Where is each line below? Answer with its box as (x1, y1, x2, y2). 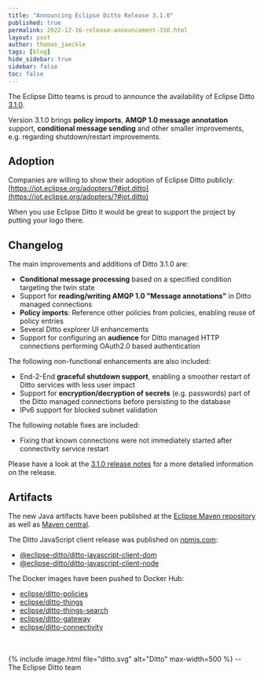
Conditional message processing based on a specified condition (19, 274, 232, 284)
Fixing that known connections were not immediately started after (19, 436, 233, 445)
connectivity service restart (19, 444, 109, 454)
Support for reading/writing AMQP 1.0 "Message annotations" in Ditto (19, 292, 251, 301)
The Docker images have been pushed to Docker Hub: (8, 574, 185, 583)
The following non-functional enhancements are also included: (8, 357, 211, 366)
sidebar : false (8, 63, 58, 71)
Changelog (8, 238, 64, 252)
